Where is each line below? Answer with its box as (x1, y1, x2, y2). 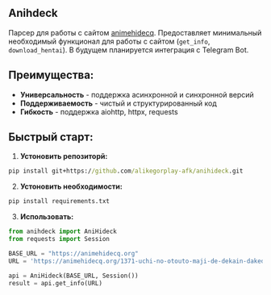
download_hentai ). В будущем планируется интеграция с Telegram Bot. (8, 44, 249, 55)
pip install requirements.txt (8, 197, 110, 206)
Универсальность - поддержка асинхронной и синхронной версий (19, 89, 254, 99)
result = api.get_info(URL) (8, 279, 103, 287)
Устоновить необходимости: (19, 181, 123, 192)
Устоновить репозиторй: (19, 152, 108, 161)
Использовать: (19, 212, 74, 222)
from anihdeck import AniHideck (8, 227, 117, 236)
